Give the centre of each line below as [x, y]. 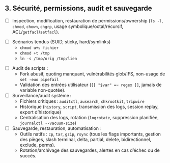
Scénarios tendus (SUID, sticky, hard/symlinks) [61, 42]
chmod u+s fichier [39, 48]
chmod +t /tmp [35, 53]
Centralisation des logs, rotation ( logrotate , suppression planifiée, [89, 118]
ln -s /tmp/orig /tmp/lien [48, 59]
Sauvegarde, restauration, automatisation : [56, 128]
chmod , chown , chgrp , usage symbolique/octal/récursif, [67, 26]
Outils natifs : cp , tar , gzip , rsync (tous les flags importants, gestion [90, 134]
